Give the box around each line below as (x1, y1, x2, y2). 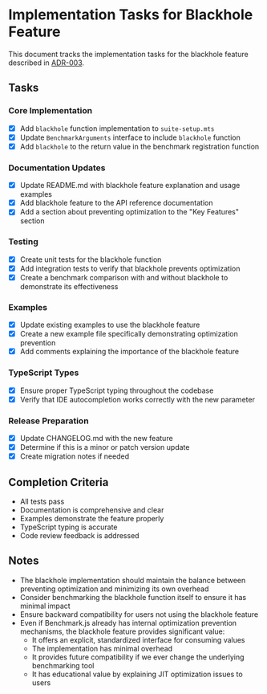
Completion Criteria (8, 476, 109, 489)
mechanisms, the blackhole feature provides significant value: (19, 627, 225, 636)
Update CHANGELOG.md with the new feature (19, 433, 174, 443)
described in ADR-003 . (8, 58, 85, 67)
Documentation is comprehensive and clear (19, 504, 164, 515)
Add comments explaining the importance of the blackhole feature (19, 347, 239, 357)
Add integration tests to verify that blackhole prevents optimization (19, 263, 241, 273)
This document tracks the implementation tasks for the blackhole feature (8, 49, 249, 59)
